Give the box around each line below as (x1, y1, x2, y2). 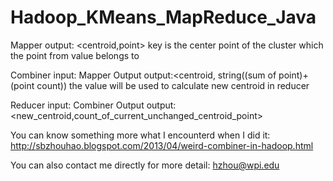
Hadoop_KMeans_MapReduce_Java (10, 6, 317, 29)
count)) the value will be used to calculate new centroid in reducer (36, 79, 310, 91)
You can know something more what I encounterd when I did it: (10, 129, 271, 141)
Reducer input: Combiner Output (10, 99, 145, 111)
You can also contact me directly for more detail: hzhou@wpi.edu (10, 159, 280, 171)
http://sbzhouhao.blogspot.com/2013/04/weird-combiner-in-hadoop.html (10, 139, 314, 151)
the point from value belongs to (10, 49, 140, 61)
